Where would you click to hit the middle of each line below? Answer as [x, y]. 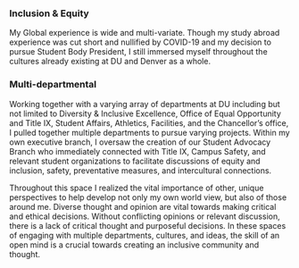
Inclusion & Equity [49, 13]
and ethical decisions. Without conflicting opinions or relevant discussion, [145, 216]
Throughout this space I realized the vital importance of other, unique [137, 188]
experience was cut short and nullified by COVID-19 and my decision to [141, 42]
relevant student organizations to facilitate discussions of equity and [135, 161]
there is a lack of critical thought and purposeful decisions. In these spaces [148, 225]
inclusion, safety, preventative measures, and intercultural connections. [141, 170]
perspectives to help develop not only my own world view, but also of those [148, 197]
